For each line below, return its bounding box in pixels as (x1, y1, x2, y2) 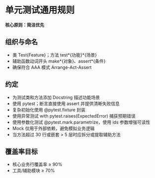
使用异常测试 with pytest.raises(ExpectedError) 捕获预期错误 (12, 113, 136, 119)
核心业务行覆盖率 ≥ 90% (12, 162, 63, 168)
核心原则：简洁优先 (5, 22, 45, 28)
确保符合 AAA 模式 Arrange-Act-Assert (12, 64, 92, 70)
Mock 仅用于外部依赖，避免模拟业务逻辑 (12, 125, 95, 131)
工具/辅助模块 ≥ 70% (12, 168, 55, 174)
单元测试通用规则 (5, 4, 75, 16)
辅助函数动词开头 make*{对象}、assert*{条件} (12, 58, 106, 64)
